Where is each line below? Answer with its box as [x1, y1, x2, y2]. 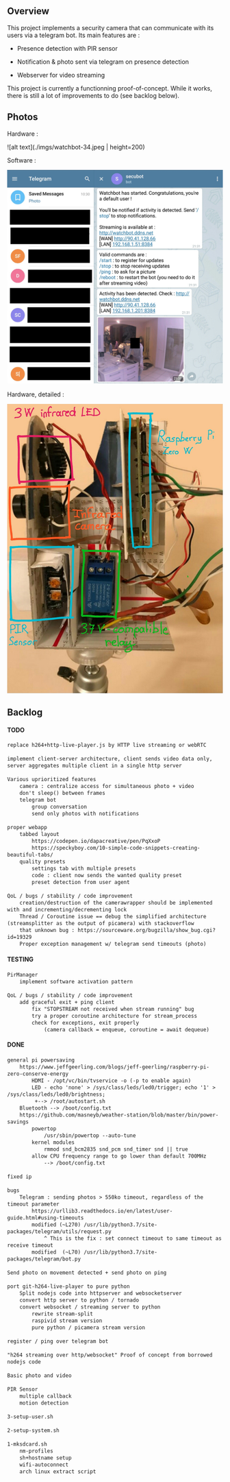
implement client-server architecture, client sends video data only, [7, 756, 213, 763]
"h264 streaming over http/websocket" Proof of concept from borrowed [7, 1351, 213, 1359]
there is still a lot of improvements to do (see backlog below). [7, 91, 180, 99]
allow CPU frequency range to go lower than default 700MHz [31, 1152, 207, 1160]
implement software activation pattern [19, 978, 133, 985]
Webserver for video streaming [16, 71, 105, 79]
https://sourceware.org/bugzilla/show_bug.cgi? [77, 927, 216, 934]
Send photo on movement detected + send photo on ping [7, 1269, 167, 1276]
